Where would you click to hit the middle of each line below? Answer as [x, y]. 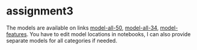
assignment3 [40, 11]
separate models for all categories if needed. [62, 40]
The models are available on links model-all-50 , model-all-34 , [83, 28]
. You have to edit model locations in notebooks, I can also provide [109, 34]
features [17, 34]
